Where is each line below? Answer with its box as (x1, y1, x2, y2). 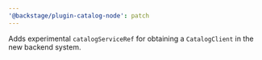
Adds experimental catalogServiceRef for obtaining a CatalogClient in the (8, 34, 254, 43)
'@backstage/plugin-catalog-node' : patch (8, 11, 150, 20)
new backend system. (8, 42, 82, 52)
